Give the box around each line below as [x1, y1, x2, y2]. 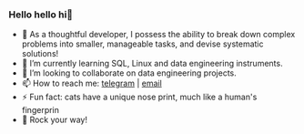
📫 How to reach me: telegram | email [21, 77, 163, 89]
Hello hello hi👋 [8, 8, 74, 21]
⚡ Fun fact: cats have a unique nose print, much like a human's [21, 91, 258, 103]
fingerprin [21, 105, 60, 116]
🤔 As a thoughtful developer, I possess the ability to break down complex [21, 29, 296, 40]
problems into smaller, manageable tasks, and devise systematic [21, 38, 264, 49]
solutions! [21, 48, 59, 59]
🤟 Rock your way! [21, 114, 88, 126]
